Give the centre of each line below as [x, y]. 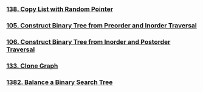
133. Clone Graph [32, 66]
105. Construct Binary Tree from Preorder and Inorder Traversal [102, 25]
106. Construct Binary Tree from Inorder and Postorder [88, 41]
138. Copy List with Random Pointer [60, 9]
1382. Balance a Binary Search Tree [60, 82]
